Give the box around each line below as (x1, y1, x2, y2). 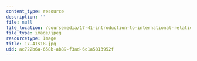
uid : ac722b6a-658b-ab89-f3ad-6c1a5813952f (6, 46, 114, 52)
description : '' (6, 14, 46, 20)
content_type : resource (6, 8, 64, 15)
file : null (6, 19, 33, 25)
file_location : (6, 24, 43, 31)
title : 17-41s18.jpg (6, 41, 57, 47)
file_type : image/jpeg (6, 30, 62, 36)
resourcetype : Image (6, 35, 57, 41)
